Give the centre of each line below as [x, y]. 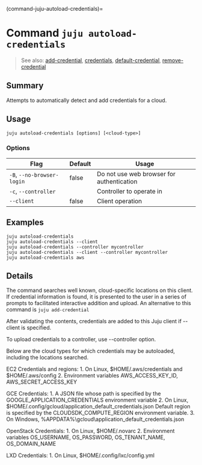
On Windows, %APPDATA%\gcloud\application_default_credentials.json [95, 419]
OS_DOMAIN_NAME [31, 444]
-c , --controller [32, 191]
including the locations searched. [47, 358]
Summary [25, 86]
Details [20, 276]
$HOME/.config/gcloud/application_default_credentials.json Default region [98, 406]
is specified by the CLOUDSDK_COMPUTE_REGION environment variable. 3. [101, 413]
